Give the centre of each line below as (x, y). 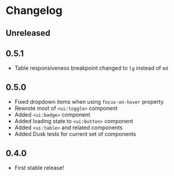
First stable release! (39, 168)
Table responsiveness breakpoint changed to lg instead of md (91, 68)
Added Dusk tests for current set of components (75, 134)
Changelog (34, 11)
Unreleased (28, 33)
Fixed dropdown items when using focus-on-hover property (89, 102)
